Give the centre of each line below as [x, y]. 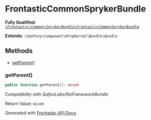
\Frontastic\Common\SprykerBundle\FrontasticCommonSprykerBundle [72, 27]
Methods [19, 51]
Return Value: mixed [24, 103]
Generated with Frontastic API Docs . [41, 113]
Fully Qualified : [21, 22]
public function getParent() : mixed [42, 85]
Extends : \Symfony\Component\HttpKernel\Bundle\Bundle [61, 36]
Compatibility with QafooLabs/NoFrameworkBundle [57, 94]
